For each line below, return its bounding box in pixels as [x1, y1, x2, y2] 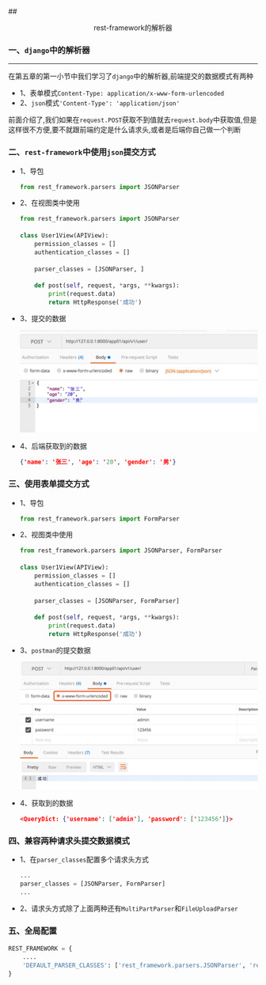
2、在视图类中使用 [19, 198, 81, 208]
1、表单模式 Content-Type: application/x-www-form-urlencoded [19, 89, 224, 98]
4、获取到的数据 [19, 798, 74, 808]
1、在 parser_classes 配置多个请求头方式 [19, 854, 149, 865]
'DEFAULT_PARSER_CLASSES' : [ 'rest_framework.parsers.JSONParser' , [22, 961, 246, 969]
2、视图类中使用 [19, 530, 74, 540]
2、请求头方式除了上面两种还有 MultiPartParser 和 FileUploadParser [19, 904, 239, 913]
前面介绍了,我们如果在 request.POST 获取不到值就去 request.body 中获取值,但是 [8, 115, 257, 125]
